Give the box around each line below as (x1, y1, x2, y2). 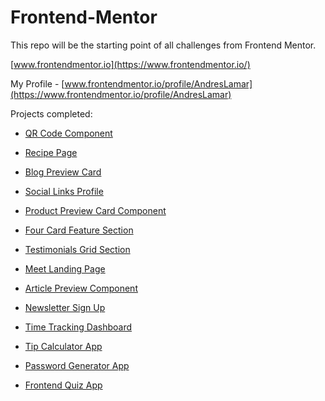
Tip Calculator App (24, 340, 103, 352)
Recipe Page (24, 146, 78, 158)
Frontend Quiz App (24, 379, 103, 391)
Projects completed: (10, 107, 93, 120)
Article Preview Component (24, 282, 138, 294)
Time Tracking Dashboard (24, 321, 133, 333)
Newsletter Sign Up (24, 301, 106, 313)
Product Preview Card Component (24, 204, 167, 216)
